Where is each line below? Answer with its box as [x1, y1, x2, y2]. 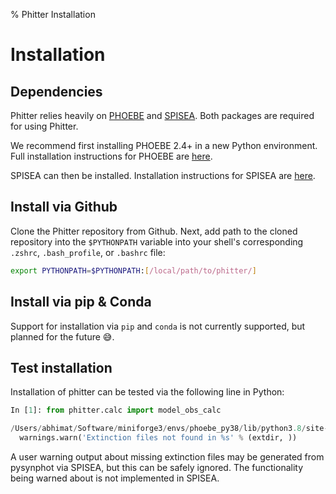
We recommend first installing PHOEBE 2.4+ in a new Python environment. [10, 140, 318, 151]
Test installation [10, 359, 113, 376]
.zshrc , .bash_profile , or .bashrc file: [10, 246, 166, 258]
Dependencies [10, 83, 103, 100]
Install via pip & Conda [10, 294, 152, 311]
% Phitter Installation [10, 9, 96, 20]
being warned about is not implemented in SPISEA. [10, 472, 220, 484]
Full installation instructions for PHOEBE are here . [10, 150, 213, 162]
